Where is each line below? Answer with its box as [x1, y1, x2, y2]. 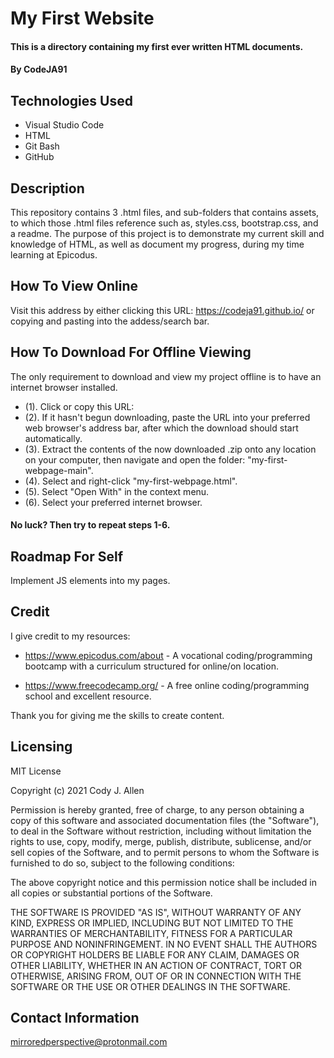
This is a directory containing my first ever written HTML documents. [10, 40, 304, 52]
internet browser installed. [10, 381, 118, 393]
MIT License [10, 765, 62, 777]
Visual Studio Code [24, 119, 105, 131]
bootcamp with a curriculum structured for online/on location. [24, 660, 279, 672]
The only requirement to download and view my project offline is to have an [10, 370, 322, 382]
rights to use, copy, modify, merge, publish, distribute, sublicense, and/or [10, 835, 312, 847]
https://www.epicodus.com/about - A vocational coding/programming [24, 649, 313, 661]
